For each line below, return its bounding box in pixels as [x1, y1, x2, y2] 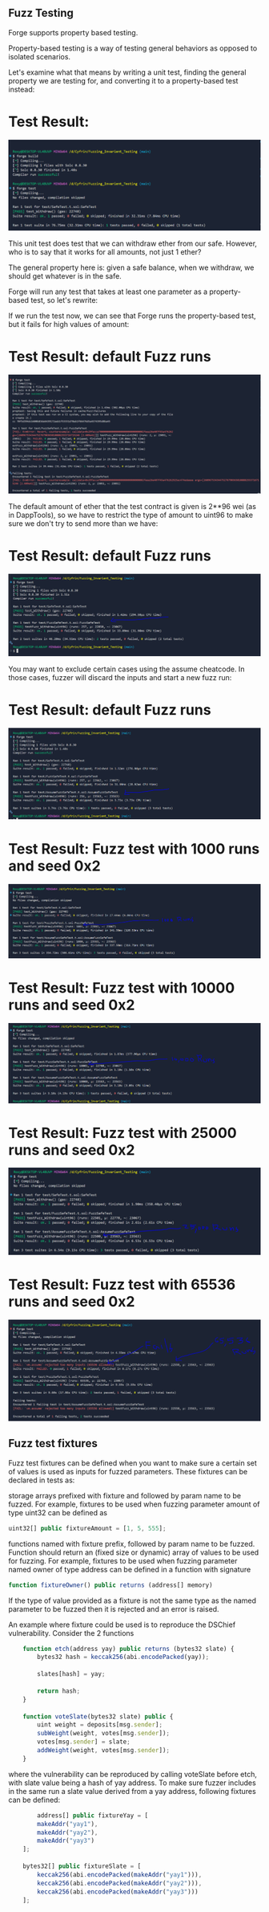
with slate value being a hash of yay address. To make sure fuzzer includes [8, 1778, 256, 1788]
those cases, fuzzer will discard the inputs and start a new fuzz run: [8, 673, 232, 683]
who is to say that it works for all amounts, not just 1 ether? [8, 247, 202, 257]
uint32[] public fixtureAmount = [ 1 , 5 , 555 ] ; [8, 1524, 167, 1532]
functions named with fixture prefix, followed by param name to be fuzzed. [8, 1539, 255, 1548]
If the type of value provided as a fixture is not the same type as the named [8, 1596, 257, 1605]
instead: [8, 84, 35, 94]
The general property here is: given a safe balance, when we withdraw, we [8, 263, 255, 272]
